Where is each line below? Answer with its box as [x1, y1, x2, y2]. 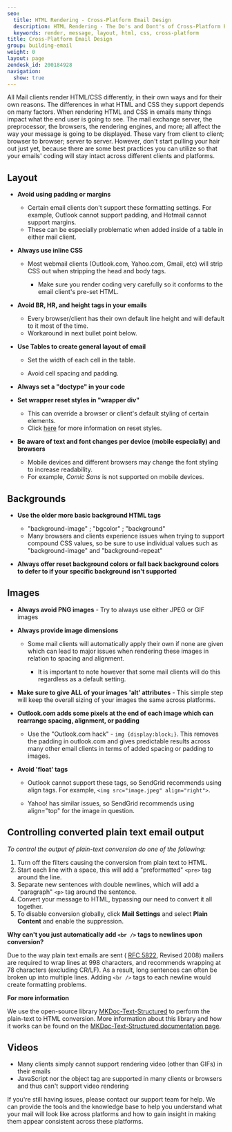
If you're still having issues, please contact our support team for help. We [7, 1095, 215, 1104]
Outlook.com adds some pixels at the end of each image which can [17, 709, 214, 717]
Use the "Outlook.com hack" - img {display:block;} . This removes [27, 730, 219, 738]
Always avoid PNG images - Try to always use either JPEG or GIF [17, 605, 205, 614]
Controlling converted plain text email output [7, 826, 204, 839]
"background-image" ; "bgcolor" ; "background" [27, 525, 166, 532]
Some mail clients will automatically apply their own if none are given [27, 639, 224, 647]
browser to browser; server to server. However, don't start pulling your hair [7, 137, 220, 146]
